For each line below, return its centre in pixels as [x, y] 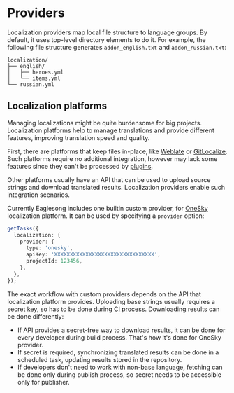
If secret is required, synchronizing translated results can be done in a [118, 352]
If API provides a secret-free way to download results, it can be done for [121, 330]
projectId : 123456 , [54, 261]
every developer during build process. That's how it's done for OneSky [119, 337]
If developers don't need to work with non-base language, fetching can [120, 367]
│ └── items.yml [34, 78]
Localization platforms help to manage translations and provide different [111, 130]
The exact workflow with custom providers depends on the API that [104, 294]
